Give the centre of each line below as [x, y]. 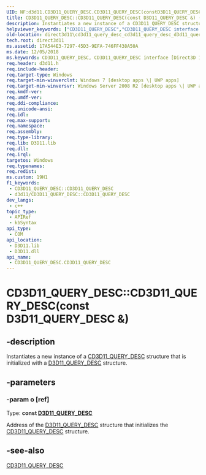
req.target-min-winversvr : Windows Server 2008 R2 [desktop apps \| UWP [101, 86]
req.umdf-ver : [25, 97]
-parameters [31, 382]
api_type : [19, 229]
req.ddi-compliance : [33, 103]
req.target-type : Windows [39, 75]
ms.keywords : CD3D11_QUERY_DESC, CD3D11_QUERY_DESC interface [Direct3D [101, 58]
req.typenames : [26, 166]
